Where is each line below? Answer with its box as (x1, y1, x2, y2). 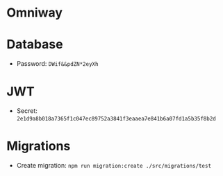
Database (6, 37, 63, 53)
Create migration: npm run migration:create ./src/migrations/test (16, 161, 212, 169)
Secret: (16, 107, 38, 115)
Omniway (6, 5, 63, 21)
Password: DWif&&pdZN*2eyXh (16, 60, 99, 68)
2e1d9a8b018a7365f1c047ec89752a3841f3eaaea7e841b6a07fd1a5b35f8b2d (16, 116, 216, 123)
